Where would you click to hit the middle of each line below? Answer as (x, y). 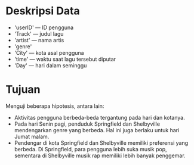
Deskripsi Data (43, 11)
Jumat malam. (32, 136)
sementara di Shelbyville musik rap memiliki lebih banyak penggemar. (100, 155)
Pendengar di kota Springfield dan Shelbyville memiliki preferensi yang (101, 143)
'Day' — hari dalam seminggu (50, 65)
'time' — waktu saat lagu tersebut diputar (65, 59)
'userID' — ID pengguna (44, 27)
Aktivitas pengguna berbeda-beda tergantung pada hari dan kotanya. (100, 117)
